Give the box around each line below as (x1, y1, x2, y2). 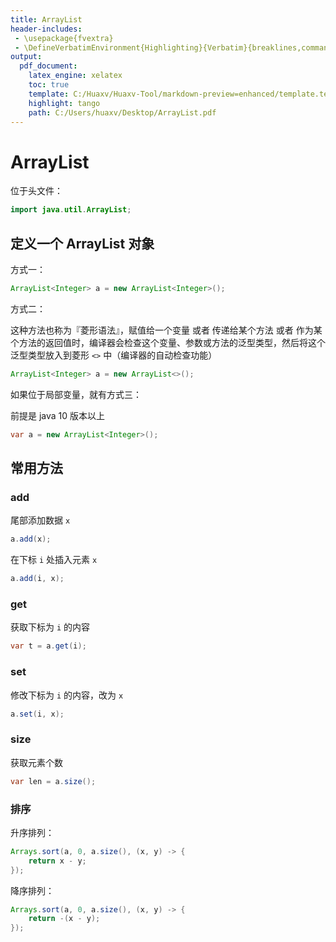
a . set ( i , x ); (10, 709, 65, 719)
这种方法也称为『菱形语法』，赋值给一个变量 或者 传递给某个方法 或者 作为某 (10, 324, 323, 336)
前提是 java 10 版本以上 (10, 409, 106, 421)
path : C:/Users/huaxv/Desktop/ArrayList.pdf (28, 107, 217, 118)
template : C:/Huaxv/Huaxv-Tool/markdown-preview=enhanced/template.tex (28, 89, 333, 99)
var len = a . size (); (10, 776, 97, 786)
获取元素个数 (10, 756, 63, 768)
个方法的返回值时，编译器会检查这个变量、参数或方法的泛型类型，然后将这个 (10, 336, 326, 348)
